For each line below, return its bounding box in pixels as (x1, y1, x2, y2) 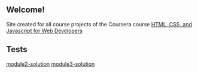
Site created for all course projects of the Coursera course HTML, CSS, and (6, 20, 193, 28)
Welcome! (6, 5, 45, 15)
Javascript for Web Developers (6, 27, 83, 34)
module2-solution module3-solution (6, 60, 95, 68)
